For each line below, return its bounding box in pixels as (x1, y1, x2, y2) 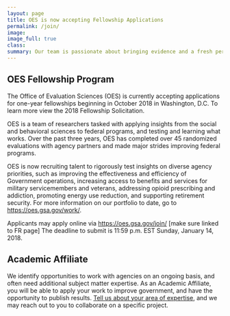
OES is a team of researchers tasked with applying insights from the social (7, 119, 217, 127)
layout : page (7, 10, 44, 17)
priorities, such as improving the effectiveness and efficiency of (7, 169, 187, 178)
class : (7, 42, 26, 49)
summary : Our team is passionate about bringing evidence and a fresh (7, 49, 213, 56)
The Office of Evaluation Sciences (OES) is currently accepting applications (7, 92, 220, 100)
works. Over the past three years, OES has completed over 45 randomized (7, 134, 217, 143)
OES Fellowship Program (7, 73, 114, 86)
